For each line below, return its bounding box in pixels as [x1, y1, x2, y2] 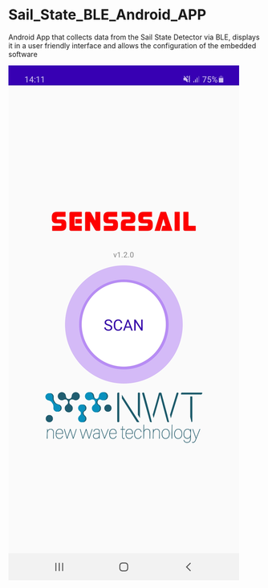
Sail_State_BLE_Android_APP [8, 6, 207, 24]
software [8, 49, 38, 59]
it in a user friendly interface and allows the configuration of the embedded [8, 40, 257, 50]
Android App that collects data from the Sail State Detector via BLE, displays [8, 32, 260, 42]
